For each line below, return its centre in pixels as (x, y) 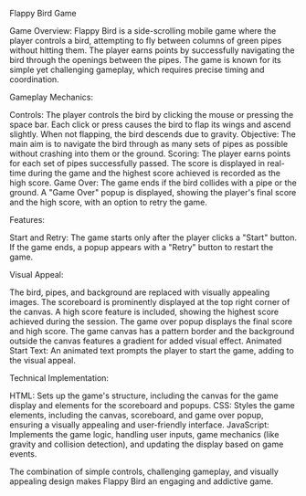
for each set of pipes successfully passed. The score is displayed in (137, 163)
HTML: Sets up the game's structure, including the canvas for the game (144, 396)
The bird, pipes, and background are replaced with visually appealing (140, 292)
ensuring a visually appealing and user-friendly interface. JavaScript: (139, 425)
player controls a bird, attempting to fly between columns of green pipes (146, 41)
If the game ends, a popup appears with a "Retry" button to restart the (142, 247)
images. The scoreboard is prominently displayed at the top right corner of (150, 302)
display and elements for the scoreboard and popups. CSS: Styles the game (152, 405)
